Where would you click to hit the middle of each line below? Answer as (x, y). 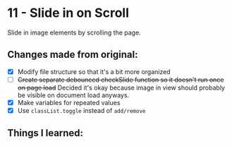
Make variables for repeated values (69, 102)
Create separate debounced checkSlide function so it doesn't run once (121, 80)
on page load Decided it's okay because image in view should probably (121, 87)
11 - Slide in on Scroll (68, 13)
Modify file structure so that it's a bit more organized (94, 71)
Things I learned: (45, 133)
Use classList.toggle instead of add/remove (81, 110)
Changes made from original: (73, 55)
